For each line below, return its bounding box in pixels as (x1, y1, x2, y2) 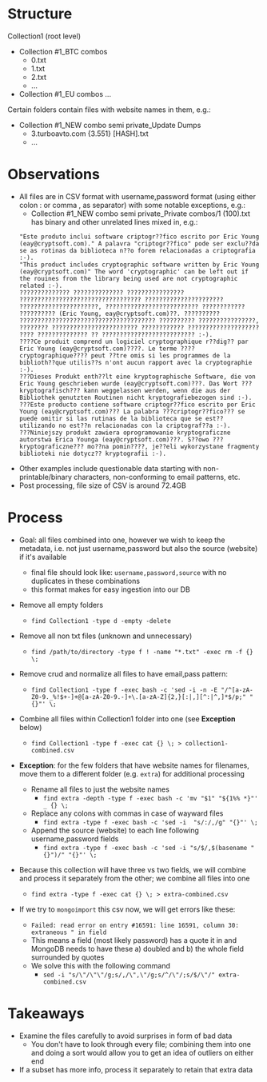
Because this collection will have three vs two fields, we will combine (18, 864, 247, 874)
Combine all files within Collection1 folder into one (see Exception (18, 713, 237, 724)
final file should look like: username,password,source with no (30, 567, 227, 577)
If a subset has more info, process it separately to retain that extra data (18, 1064, 253, 1074)
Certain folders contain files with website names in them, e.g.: (7, 105, 211, 114)
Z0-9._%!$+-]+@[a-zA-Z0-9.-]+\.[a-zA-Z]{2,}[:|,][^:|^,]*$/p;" (30, 693, 247, 701)
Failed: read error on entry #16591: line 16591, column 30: (30, 921, 239, 929)
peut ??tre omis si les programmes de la (90, 351, 231, 360)
